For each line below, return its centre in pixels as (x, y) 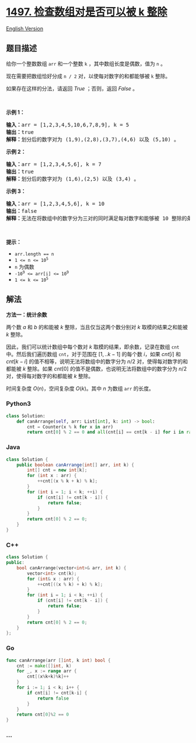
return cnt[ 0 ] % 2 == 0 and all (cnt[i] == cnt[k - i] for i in (106, 432)
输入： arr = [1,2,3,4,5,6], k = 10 (55, 203)
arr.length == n (34, 254)
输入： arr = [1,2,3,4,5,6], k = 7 (54, 164)
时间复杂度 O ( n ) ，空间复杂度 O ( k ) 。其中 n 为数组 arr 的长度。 (80, 388)
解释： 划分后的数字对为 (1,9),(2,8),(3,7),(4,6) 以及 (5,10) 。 (93, 139)
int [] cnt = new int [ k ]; (57, 470)
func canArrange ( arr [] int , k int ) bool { (58, 660)
